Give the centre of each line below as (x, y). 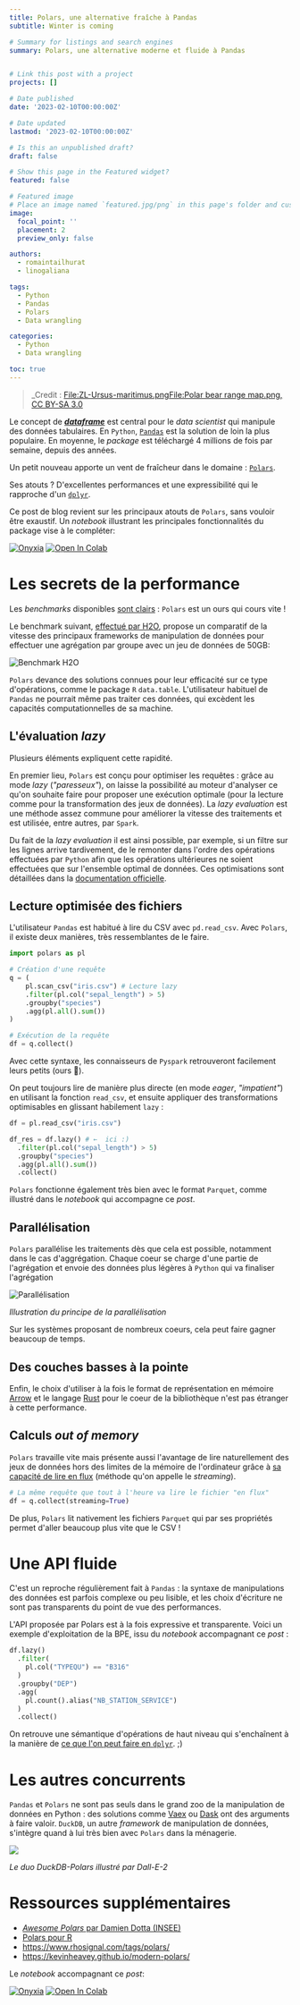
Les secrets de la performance (125, 584)
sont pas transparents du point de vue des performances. (115, 1607)
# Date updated (37, 123)
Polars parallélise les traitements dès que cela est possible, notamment (141, 1249)
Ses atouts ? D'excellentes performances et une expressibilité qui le (134, 485)
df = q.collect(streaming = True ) (69, 1501)
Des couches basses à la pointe (99, 1367)
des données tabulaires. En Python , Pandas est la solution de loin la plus (140, 431)
